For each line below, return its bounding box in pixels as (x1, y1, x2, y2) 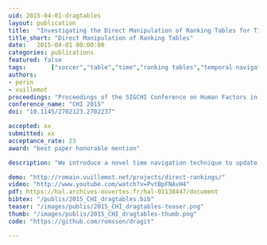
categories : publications (8, 49, 94, 56)
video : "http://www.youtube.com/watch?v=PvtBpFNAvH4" (8, 181, 191, 189)
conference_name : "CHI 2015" (8, 100, 105, 108)
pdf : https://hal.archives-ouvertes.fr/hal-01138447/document (8, 188, 219, 196)
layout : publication (8, 19, 77, 27)
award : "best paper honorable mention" (8, 144, 141, 152)
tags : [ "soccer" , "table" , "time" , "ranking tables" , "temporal (8, 64, 233, 72)
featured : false (8, 56, 62, 64)
